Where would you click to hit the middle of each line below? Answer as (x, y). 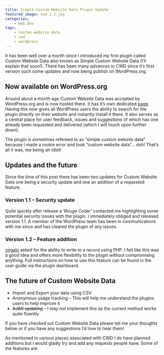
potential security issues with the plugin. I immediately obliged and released (82, 216)
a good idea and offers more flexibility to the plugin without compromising (80, 255)
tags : (11, 28)
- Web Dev (24, 23)
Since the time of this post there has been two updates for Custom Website (81, 177)
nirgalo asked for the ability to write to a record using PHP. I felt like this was (82, 250)
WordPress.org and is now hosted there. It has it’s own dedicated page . (77, 104)
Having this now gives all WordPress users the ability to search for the (76, 109)
